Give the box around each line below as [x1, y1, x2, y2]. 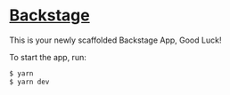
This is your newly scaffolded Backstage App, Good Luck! [9, 35, 222, 45]
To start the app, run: [9, 51, 86, 62]
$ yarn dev [9, 77, 50, 86]
